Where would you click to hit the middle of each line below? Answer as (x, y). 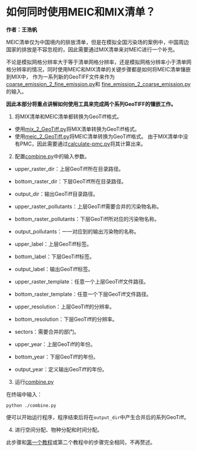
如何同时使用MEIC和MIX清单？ (81, 12)
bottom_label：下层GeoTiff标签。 (55, 256)
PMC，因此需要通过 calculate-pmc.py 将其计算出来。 (83, 144)
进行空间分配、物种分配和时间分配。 (59, 429)
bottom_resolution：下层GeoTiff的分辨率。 (66, 319)
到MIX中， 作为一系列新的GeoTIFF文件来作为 (61, 77)
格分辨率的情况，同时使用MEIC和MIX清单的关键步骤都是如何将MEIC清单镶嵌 (98, 69)
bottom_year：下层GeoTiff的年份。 (56, 357)
